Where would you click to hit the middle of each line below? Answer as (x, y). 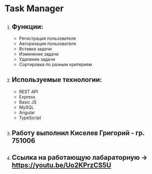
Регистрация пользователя (47, 38)
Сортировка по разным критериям (55, 64)
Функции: (27, 27)
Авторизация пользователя (47, 44)
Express (27, 97)
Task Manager (34, 9)
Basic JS (28, 102)
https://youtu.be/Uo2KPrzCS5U (61, 165)
